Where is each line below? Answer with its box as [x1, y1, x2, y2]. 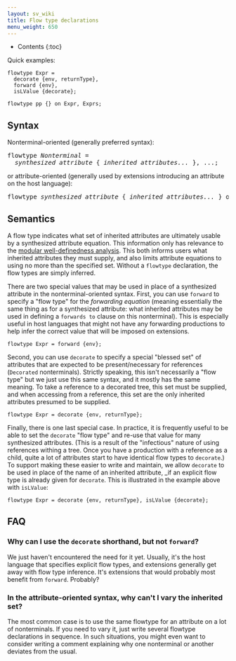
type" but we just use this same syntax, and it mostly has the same [7, 375, 201, 383]
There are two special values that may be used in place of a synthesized [7, 282, 216, 291]
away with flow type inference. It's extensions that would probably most [7, 568, 216, 576]
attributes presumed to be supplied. [7, 398, 111, 406]
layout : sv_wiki [7, 10, 55, 18]
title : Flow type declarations [7, 17, 99, 24]
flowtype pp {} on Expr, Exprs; [7, 100, 102, 107]
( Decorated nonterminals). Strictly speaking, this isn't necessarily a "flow [7, 368, 216, 376]
